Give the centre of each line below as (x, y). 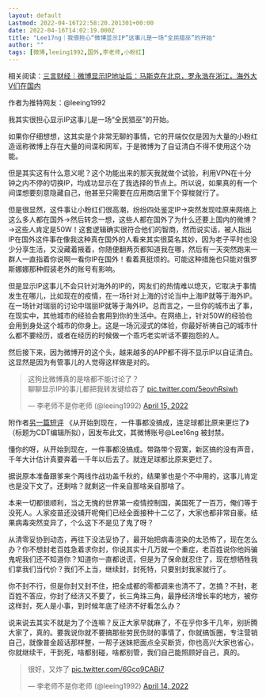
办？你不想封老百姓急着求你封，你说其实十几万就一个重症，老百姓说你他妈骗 (133, 549)
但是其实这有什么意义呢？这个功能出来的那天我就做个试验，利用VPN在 (123, 173)
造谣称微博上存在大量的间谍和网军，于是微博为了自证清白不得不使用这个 (126, 146)
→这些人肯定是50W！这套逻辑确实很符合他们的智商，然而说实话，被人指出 (130, 229)
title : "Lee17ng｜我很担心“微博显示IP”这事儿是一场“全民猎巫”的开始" (112, 38)
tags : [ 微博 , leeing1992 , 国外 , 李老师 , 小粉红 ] (77, 52)
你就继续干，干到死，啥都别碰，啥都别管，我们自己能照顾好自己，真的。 (126, 652)
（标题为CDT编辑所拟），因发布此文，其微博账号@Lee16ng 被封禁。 (118, 432)
